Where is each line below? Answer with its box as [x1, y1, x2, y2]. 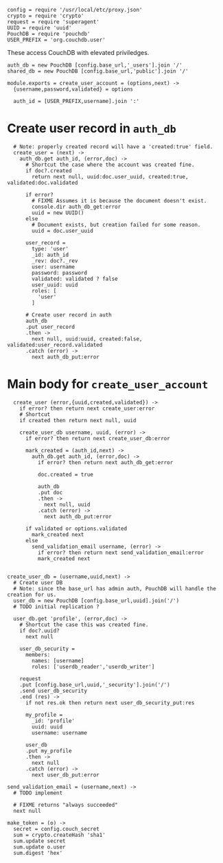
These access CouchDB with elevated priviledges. [7, 49, 150, 56]
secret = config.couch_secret [13, 825, 99, 832]
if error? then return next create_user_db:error [25, 435, 170, 442]
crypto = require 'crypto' [7, 12, 84, 19]
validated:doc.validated [7, 179, 78, 186]
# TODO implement [13, 790, 63, 796]
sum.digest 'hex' [13, 849, 63, 856]
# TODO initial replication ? [13, 603, 99, 610]
